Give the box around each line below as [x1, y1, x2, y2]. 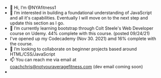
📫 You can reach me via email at [9, 57, 77, 62]
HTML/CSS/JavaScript [9, 51, 55, 57]
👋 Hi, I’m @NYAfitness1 [9, 5, 56, 10]
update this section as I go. [9, 20, 65, 26]
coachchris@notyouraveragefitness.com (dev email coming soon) [9, 64, 143, 69]
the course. [9, 41, 33, 46]
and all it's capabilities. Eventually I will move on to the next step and [9, 15, 148, 20]
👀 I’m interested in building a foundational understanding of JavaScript [9, 10, 152, 16]
